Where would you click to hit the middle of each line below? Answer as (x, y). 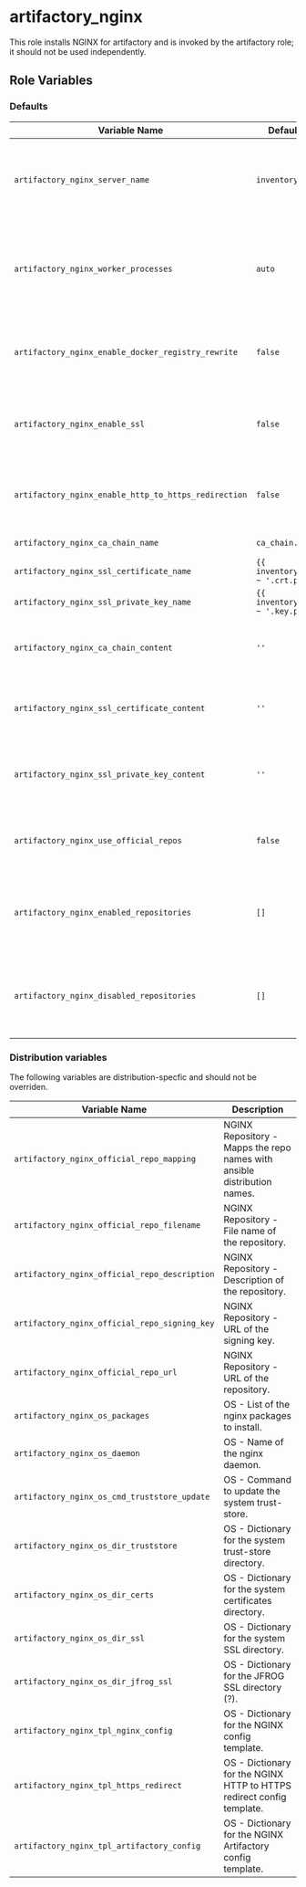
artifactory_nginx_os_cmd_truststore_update (112, 1496)
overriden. (29, 1086)
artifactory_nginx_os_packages (82, 1415)
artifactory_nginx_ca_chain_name (87, 542)
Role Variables (51, 81)
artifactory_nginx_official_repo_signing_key (114, 1323)
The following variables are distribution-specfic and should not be (133, 1077)
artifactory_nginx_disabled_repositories (105, 996)
